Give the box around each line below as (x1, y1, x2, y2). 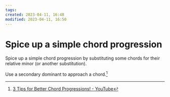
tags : (5, 7, 17, 13)
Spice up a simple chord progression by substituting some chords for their (5, 55, 160, 61)
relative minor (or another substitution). (5, 61, 87, 67)
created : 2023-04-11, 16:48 (5, 12, 65, 17)
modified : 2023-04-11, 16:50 (5, 17, 67, 22)
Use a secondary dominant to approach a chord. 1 (5, 70, 108, 77)
